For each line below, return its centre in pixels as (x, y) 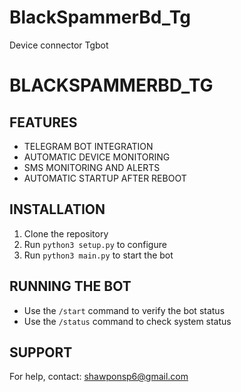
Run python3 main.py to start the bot (98, 255)
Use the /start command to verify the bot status (124, 310)
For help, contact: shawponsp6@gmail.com (99, 377)
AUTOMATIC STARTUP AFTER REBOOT (105, 178)
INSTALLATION (57, 209)
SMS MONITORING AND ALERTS (92, 167)
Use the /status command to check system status (127, 321)
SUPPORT (41, 352)
